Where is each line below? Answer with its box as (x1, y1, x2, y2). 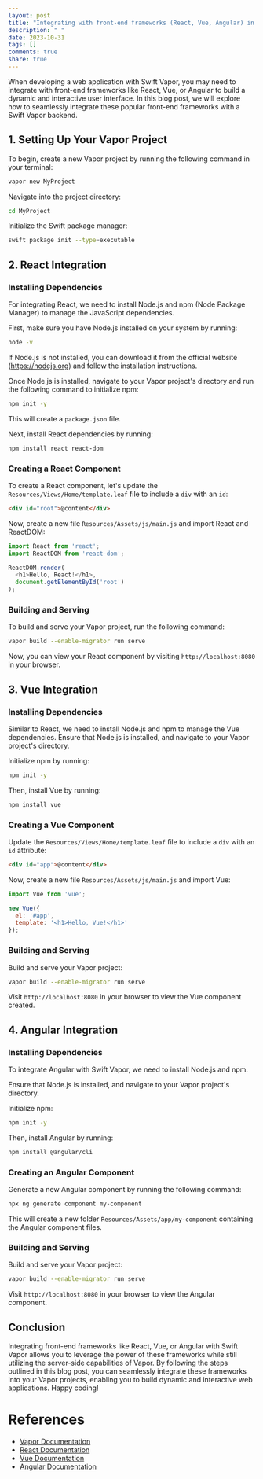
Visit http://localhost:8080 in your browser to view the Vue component (8, 992, 242, 1002)
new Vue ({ (8, 904, 41, 912)
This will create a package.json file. (8, 414, 122, 423)
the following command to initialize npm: (8, 384, 139, 394)
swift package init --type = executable (8, 237, 135, 245)
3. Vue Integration (8, 682, 98, 696)
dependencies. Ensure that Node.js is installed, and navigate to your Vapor (8, 732, 250, 741)
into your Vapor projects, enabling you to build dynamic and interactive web (8, 1374, 253, 1384)
